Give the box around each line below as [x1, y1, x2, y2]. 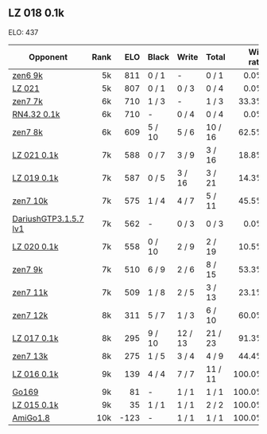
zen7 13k [12, 350, 48, 362]
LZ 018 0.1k [8, 6, 65, 20]
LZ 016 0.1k [12, 368, 59, 379]
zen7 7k [12, 96, 44, 107]
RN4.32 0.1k [12, 108, 60, 119]
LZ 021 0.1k [12, 149, 59, 160]
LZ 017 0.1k [12, 332, 59, 343]
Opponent [29, 51, 68, 62]
